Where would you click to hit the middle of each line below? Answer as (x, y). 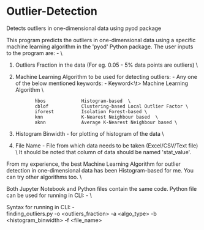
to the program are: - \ (35, 53)
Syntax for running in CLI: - (40, 207)
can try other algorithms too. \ (44, 177)
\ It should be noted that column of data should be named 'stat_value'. (103, 152)
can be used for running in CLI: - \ (49, 195)
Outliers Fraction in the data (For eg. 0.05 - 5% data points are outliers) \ (106, 65)
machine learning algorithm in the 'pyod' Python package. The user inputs (100, 46)
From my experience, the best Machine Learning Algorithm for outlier (93, 164)
